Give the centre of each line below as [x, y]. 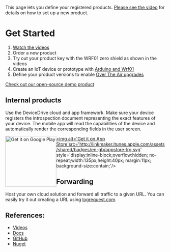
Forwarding [75, 182]
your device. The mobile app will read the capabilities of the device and [80, 123]
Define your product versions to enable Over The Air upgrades [78, 74]
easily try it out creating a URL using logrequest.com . [61, 199]
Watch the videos [31, 47]
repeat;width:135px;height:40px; [90, 160]
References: [25, 215]
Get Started [30, 33]
